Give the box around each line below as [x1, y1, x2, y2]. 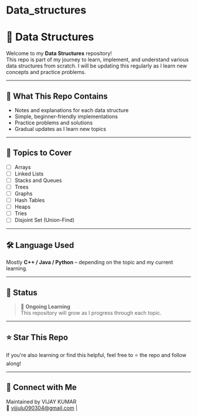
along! [6, 359, 22, 367]
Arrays [14, 163, 31, 170]
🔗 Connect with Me [6, 382, 77, 392]
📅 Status [6, 287, 38, 297]
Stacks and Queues [14, 177, 62, 184]
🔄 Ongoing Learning [20, 303, 70, 310]
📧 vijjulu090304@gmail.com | [6, 404, 78, 411]
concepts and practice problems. [6, 69, 86, 76]
